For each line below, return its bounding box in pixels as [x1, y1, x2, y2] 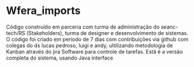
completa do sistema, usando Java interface [6, 54, 113, 61]
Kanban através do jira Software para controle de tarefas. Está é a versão [6, 48, 183, 55]
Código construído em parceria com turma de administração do [6, 23, 160, 30]
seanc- [161, 23, 178, 30]
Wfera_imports [6, 4, 81, 17]
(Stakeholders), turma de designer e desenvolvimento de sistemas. [26, 29, 189, 36]
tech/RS [6, 29, 25, 36]
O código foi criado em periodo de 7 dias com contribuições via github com [6, 36, 189, 43]
